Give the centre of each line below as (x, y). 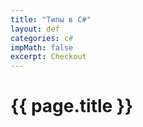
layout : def (35, 29)
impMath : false (42, 47)
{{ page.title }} (72, 106)
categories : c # (42, 38)
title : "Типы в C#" (51, 19)
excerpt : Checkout (48, 57)
